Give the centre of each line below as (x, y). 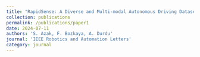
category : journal (29, 45)
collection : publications (38, 17)
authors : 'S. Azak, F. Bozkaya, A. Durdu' (60, 34)
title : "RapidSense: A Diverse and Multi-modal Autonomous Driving (92, 12)
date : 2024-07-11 (28, 28)
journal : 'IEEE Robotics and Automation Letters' (69, 39)
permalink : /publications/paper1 (48, 23)
